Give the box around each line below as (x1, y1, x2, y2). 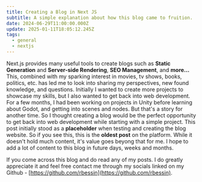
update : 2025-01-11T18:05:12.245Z (6, 26, 95, 32)
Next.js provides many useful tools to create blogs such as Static (6, 59, 171, 67)
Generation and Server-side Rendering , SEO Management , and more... (6, 66, 190, 73)
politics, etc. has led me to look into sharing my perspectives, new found (6, 79, 189, 86)
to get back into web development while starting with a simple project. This (6, 118, 196, 125)
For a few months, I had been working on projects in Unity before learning (6, 98, 193, 106)
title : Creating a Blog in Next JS (6, 9, 97, 15)
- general (12, 37, 37, 43)
